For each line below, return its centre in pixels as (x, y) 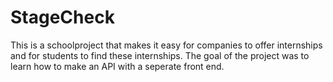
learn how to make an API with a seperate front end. (117, 66)
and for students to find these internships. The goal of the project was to (160, 55)
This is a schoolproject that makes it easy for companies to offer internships (166, 45)
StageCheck (62, 17)
